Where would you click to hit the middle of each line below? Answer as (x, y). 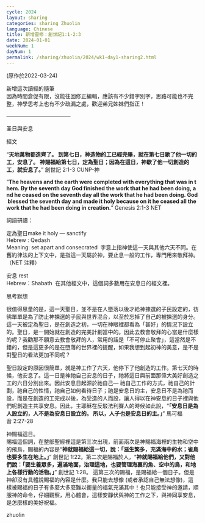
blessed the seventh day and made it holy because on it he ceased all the (102, 201)
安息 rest (17, 276)
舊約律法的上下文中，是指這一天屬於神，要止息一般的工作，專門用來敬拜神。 (103, 255)
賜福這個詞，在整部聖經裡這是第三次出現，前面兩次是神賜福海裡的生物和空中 (103, 441)
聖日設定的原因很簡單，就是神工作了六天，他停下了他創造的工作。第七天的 (100, 368)
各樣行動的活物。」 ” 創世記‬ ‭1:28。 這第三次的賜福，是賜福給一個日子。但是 (103, 472)
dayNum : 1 (19, 52)
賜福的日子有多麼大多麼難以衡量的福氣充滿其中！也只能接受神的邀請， (105, 487)
